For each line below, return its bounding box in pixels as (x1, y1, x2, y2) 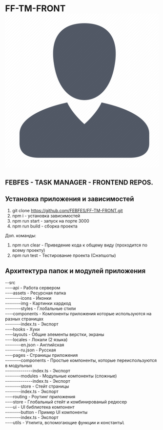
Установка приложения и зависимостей (5, 195, 134, 203)
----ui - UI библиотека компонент (5, 404, 75, 410)
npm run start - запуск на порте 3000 (12, 218, 89, 224)
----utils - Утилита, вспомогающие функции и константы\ (5, 420, 124, 426)
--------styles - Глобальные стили (5, 306, 76, 311)
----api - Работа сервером (5, 285, 61, 291)
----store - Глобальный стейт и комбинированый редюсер (5, 399, 127, 405)
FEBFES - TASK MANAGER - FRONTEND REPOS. (5, 178, 154, 186)
